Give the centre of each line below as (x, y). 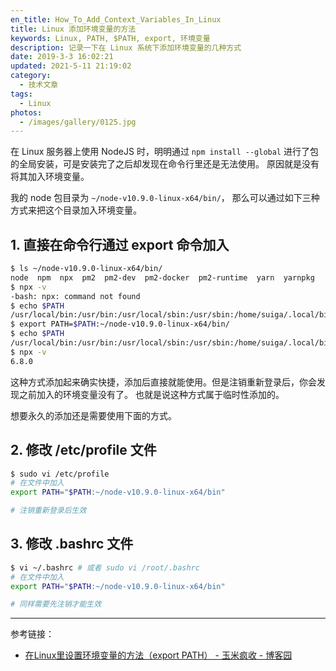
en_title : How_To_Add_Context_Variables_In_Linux (116, 19)
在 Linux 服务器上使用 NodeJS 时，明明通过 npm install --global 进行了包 (164, 152)
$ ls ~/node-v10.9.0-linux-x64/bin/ (86, 269)
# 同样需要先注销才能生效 (56, 604)
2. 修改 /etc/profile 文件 (83, 450)
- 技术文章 (39, 85)
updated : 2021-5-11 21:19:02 (71, 66)
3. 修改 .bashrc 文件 (72, 544)
